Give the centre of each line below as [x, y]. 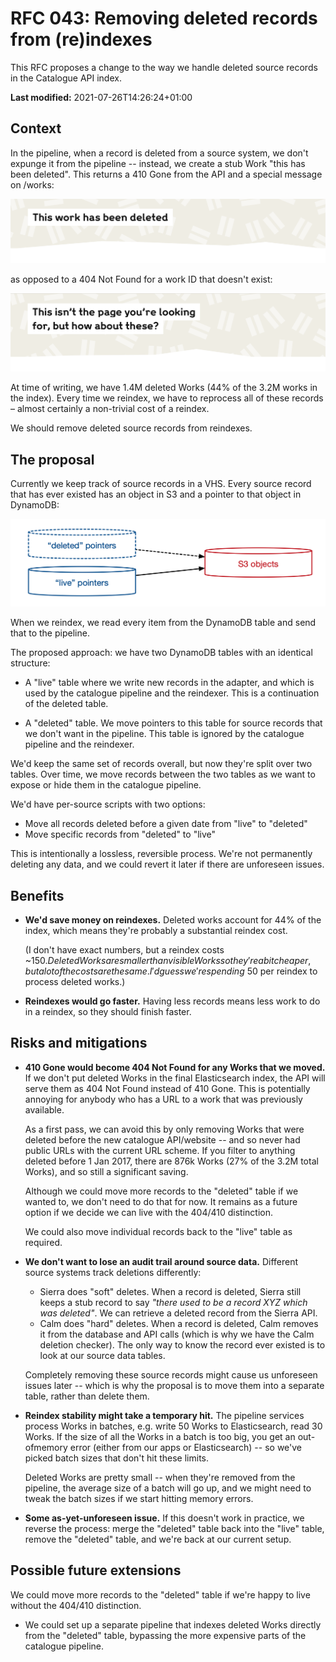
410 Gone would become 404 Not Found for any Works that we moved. [175, 1067]
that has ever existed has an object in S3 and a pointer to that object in [156, 494]
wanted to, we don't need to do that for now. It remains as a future [161, 1201]
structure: [30, 663]
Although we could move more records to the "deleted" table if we [161, 1191]
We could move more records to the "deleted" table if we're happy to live [160, 1594]
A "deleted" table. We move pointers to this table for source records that [173, 723]
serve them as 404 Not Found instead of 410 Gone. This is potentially [167, 1088]
